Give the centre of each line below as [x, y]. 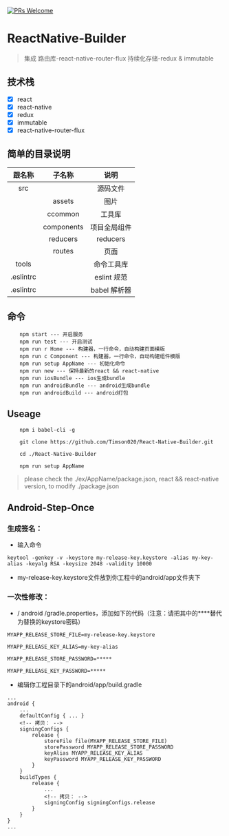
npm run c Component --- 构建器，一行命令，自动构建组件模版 [100, 356]
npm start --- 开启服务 [52, 334]
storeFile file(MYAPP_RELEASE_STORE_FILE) [106, 741]
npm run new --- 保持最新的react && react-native [89, 371]
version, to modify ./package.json [72, 486]
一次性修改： [29, 597]
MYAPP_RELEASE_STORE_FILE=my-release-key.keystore [81, 635]
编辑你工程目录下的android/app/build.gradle [79, 685]
